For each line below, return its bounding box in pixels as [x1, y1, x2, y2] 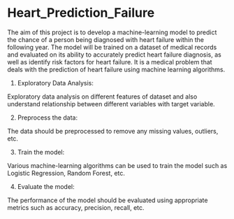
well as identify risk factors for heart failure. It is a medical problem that [7, 57, 212, 66]
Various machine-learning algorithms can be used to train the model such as [7, 161, 228, 169]
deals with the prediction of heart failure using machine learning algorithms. [7, 65, 226, 73]
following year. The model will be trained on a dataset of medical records [7, 43, 217, 51]
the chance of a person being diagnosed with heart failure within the [7, 35, 205, 43]
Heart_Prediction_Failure [7, 5, 155, 21]
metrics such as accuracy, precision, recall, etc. [7, 203, 145, 211]
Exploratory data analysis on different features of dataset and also [7, 92, 198, 101]
